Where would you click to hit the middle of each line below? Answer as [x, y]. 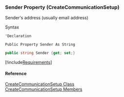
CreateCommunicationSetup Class [40, 84]
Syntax [12, 27]
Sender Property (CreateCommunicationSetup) [62, 7]
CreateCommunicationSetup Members [44, 89]
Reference [16, 73]
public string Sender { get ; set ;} [40, 53]
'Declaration [18, 36]
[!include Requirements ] [29, 63]
